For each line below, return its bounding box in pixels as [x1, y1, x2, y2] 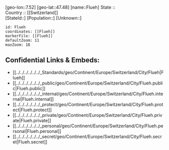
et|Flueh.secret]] [12, 138, 48, 145]
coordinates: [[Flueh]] [5, 29, 55, 34]
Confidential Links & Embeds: [5, 56, 100, 64]
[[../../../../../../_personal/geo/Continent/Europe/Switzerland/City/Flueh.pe [12, 123, 163, 129]
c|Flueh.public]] [12, 85, 46, 91]
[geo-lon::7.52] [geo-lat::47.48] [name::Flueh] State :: [5, 5, 116, 10]
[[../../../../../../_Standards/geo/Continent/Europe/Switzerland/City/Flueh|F [12, 69, 164, 75]
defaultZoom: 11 [5, 38, 39, 43]
